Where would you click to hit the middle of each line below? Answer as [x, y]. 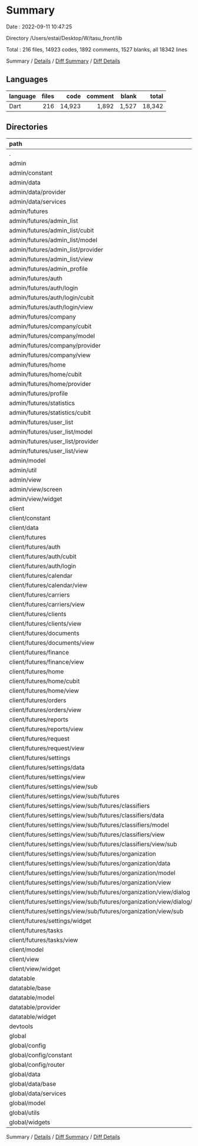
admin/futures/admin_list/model [53, 240]
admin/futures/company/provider [55, 345]
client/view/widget [35, 968]
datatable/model [32, 997]
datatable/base [30, 988]
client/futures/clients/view [45, 623]
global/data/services [38, 1093]
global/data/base [33, 1083]
